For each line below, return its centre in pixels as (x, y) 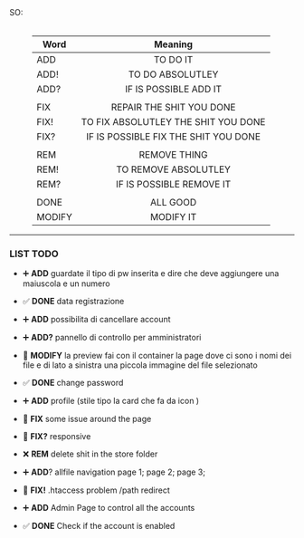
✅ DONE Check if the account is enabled (99, 526)
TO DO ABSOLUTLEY (173, 74)
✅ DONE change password (73, 383)
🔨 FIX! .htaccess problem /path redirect (96, 490)
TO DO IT (173, 59)
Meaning (173, 44)
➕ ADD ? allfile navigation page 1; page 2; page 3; (114, 472)
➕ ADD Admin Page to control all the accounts (109, 508)
